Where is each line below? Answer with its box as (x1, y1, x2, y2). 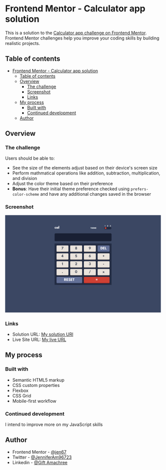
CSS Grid (12, 392, 31, 398)
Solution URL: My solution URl (12, 332, 74, 338)
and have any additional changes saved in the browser (40, 191, 152, 197)
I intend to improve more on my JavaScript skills (5, 422, 103, 427)
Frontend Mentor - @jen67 (12, 449, 67, 455)
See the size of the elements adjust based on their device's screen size (12, 165, 158, 171)
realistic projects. (5, 40, 41, 46)
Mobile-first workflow (12, 398, 57, 404)
